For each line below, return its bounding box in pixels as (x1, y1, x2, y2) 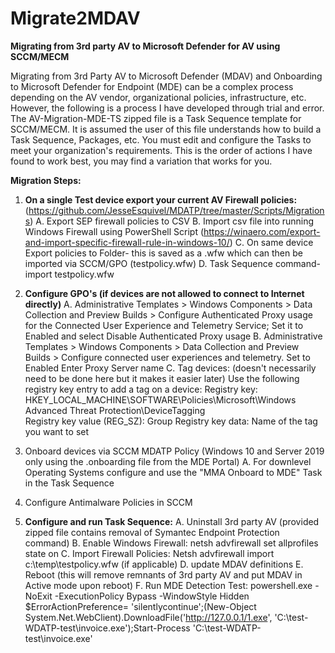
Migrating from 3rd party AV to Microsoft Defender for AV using (10, 40, 281, 52)
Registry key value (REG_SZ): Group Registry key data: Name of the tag (24, 415, 318, 427)
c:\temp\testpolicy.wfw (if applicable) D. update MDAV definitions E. (24, 558, 304, 570)
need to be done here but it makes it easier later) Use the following (24, 372, 300, 384)
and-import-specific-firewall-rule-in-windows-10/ (24, 236, 230, 248)
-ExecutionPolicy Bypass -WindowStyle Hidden (54, 590, 250, 602)
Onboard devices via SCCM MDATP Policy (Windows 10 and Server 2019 (24, 445, 325, 457)
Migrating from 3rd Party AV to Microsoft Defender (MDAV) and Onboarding (10, 70, 323, 82)
